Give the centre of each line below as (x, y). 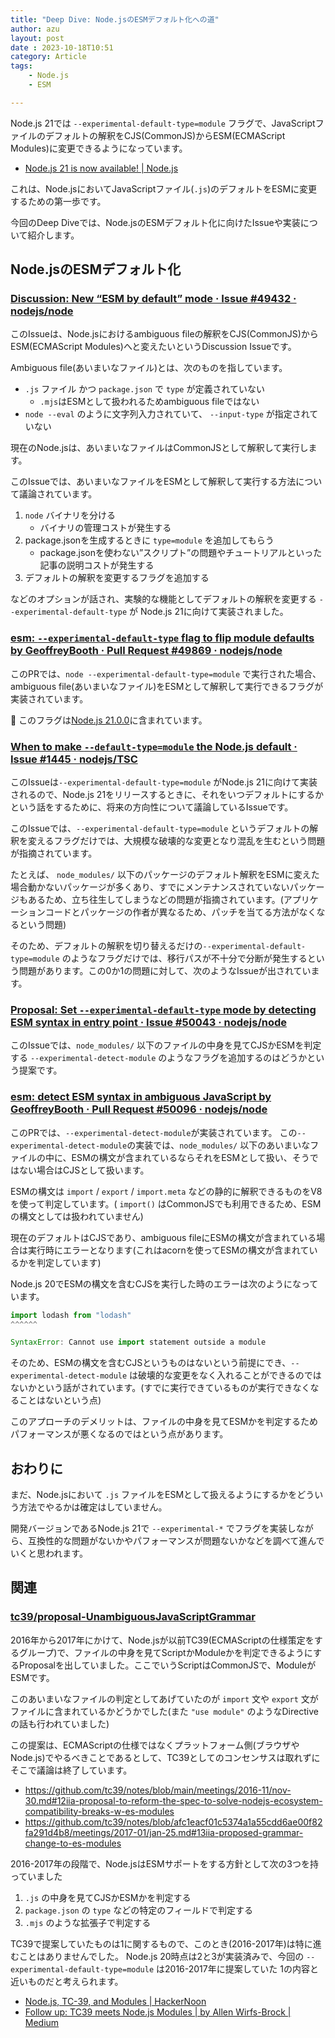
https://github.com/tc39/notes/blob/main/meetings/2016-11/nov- (158, 1790)
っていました (36, 1876)
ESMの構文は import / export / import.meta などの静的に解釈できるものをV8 (166, 1191)
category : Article (48, 57)
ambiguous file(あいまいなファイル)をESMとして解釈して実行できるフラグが (167, 686)
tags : (21, 66)
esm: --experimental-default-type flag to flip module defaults (162, 638)
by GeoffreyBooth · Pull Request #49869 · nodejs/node (146, 651)
